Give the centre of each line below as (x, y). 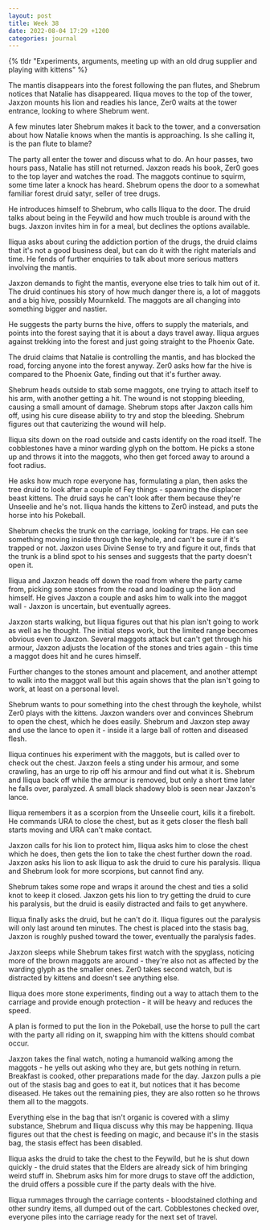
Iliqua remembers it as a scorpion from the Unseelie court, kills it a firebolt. (132, 813)
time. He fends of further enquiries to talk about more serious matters (123, 259)
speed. (20, 1011)
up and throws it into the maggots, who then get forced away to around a (129, 457)
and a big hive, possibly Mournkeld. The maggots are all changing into (125, 300)
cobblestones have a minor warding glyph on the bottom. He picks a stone (131, 449)
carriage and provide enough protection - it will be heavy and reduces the (131, 1002)
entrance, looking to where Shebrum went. (79, 111)
